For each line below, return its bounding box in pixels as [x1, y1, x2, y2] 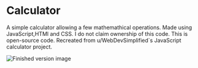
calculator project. [6, 43, 53, 50]
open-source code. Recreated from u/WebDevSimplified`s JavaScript [6, 36, 182, 44]
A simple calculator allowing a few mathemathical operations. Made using [6, 24, 192, 31]
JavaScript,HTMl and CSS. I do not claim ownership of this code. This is [6, 30, 188, 37]
